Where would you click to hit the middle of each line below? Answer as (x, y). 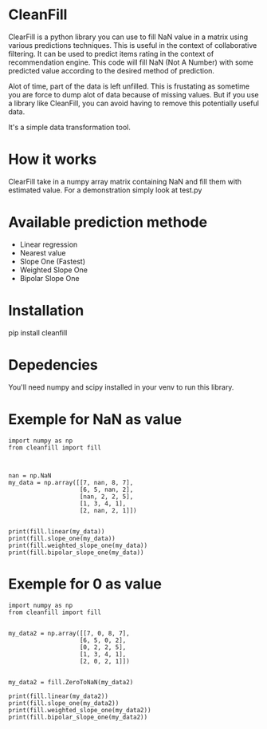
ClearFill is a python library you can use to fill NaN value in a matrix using (128, 37)
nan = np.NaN (30, 475)
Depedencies (53, 364)
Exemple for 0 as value (85, 584)
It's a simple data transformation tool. (70, 127)
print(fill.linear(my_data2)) (59, 696)
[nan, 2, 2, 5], (106, 497)
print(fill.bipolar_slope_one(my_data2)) (78, 717)
